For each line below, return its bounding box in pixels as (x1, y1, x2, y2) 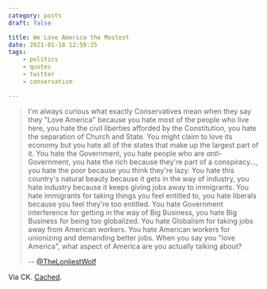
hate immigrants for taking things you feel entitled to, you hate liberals (27, 191, 257, 200)
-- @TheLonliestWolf (27, 256, 97, 266)
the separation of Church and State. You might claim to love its (27, 132, 233, 141)
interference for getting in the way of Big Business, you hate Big (27, 207, 238, 217)
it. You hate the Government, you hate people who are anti (27, 148, 219, 158)
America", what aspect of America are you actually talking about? (27, 241, 242, 251)
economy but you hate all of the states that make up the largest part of (27, 140, 259, 149)
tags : (8, 48, 26, 56)
